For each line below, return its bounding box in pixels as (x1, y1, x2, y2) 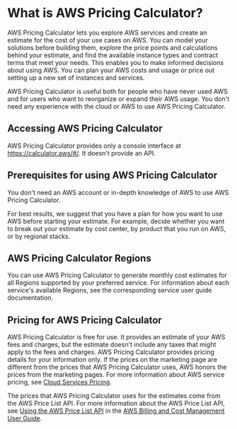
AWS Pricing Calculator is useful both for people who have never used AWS (7, 87, 229, 95)
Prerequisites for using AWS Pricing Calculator (7, 170, 218, 182)
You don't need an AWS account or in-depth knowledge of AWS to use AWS (7, 188, 229, 196)
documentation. (7, 293, 54, 302)
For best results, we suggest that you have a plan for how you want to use (7, 209, 223, 218)
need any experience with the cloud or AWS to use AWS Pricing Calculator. (7, 102, 226, 110)
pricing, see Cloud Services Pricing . (7, 378, 112, 387)
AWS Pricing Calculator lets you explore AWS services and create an (7, 28, 207, 37)
